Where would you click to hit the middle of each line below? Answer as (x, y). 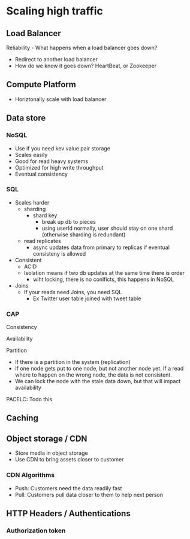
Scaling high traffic (55, 11)
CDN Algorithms (31, 475)
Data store (26, 118)
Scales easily (31, 155)
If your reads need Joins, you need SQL (73, 292)
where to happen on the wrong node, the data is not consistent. (93, 375)
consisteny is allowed (59, 253)
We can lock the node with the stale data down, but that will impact (98, 381)
